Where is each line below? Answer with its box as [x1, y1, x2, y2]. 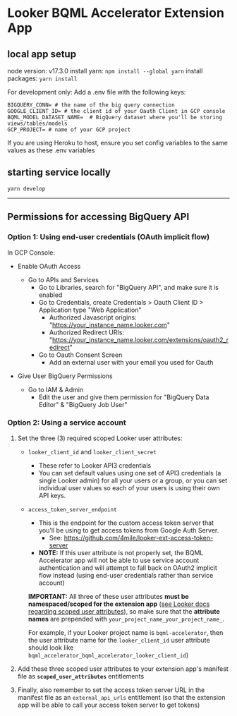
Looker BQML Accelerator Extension [7, 5, 224, 21]
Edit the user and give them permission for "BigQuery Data [38, 393, 209, 401]
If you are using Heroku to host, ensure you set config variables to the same [7, 139, 228, 147]
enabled [38, 291, 63, 299]
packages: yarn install [7, 74, 78, 83]
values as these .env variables [7, 146, 95, 154]
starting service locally [7, 166, 111, 178]
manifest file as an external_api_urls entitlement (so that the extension [17, 693, 226, 701]
